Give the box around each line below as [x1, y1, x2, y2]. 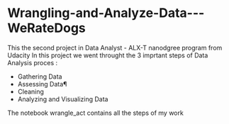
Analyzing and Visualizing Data [17, 94, 108, 103]
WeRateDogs [7, 20, 86, 36]
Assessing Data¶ [17, 79, 67, 88]
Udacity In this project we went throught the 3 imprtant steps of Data [7, 51, 208, 60]
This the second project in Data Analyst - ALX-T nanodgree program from [7, 43, 223, 52]
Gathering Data [17, 72, 62, 81]
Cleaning [17, 87, 45, 96]
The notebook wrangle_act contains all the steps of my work [7, 108, 184, 117]
